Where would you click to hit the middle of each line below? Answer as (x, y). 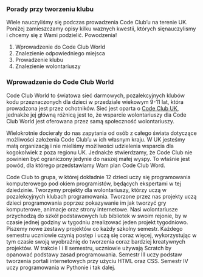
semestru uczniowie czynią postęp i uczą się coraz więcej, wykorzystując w (101, 235)
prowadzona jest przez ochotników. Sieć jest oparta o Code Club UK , (93, 108)
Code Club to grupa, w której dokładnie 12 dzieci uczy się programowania (98, 177)
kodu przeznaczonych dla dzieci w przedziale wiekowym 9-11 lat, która (95, 101)
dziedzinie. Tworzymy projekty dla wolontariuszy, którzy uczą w (87, 190)
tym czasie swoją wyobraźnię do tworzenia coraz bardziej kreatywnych (96, 241)
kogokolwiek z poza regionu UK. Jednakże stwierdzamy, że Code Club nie (99, 152)
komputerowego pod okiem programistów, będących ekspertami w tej (94, 183)
